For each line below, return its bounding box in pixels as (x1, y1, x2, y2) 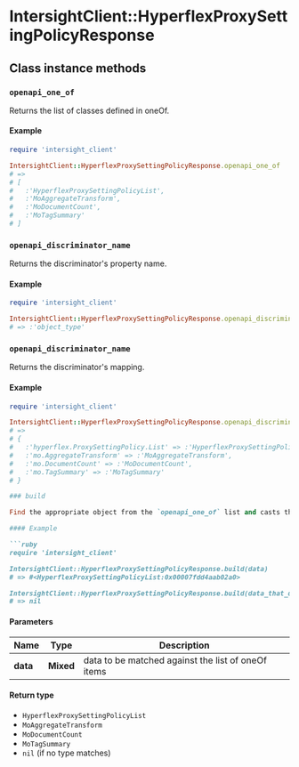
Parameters (9, 616, 53, 626)
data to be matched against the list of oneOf (83, 654, 267, 666)
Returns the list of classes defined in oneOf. (9, 105, 170, 116)
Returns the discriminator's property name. (9, 258, 167, 269)
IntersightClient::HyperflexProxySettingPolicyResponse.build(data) (9, 564, 269, 573)
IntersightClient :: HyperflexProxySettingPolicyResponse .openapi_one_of (9, 161, 280, 170)
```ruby (9, 540, 38, 549)
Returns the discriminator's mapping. (9, 362, 145, 373)
